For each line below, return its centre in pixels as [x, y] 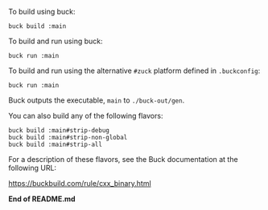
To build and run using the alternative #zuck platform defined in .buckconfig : [134, 71]
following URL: [33, 168]
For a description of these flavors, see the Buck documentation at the [124, 159]
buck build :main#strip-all [56, 144]
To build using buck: [42, 12]
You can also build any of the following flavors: [86, 116]
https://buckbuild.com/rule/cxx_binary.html [80, 183]
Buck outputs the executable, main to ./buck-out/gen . [97, 100]
